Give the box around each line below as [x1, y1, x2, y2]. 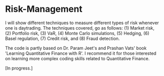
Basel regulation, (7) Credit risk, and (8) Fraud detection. [5, 36, 120, 41]
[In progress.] [5, 65, 33, 71]
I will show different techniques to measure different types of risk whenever [5, 20, 159, 26]
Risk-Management [5, 3, 82, 15]
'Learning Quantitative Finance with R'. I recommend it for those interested [5, 50, 157, 56]
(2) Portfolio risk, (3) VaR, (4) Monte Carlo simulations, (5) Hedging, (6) [5, 30, 150, 36]
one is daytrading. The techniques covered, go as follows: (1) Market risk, [5, 25, 155, 31]
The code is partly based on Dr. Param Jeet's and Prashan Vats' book [5, 45, 147, 51]
